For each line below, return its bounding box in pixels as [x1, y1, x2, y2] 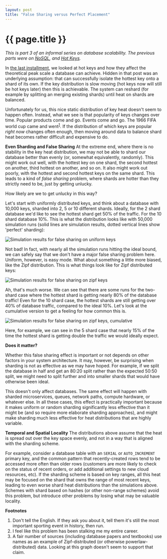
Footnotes [5, 508, 27, 514]
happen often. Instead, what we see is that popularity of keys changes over [5, 112, 160, 118]
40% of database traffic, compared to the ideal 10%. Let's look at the [5, 303, 147, 309]
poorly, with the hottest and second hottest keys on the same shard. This [5, 170, 155, 176]
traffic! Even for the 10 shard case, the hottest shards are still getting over [5, 297, 156, 303]
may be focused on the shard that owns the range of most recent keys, [5, 477, 151, 483]
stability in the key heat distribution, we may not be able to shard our [5, 149, 146, 155]
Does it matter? [5, 342, 38, 348]
